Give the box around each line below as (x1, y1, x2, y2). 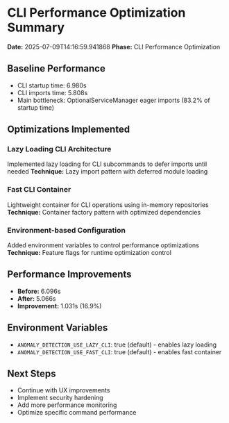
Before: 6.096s (17, 287, 61, 295)
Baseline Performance (7, 63, 105, 74)
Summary (7, 19, 65, 35)
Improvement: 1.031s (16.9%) (17, 301, 102, 310)
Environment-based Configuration (7, 225, 126, 235)
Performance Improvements (7, 269, 132, 281)
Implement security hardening (17, 394, 103, 402)
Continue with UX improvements (17, 386, 110, 395)
